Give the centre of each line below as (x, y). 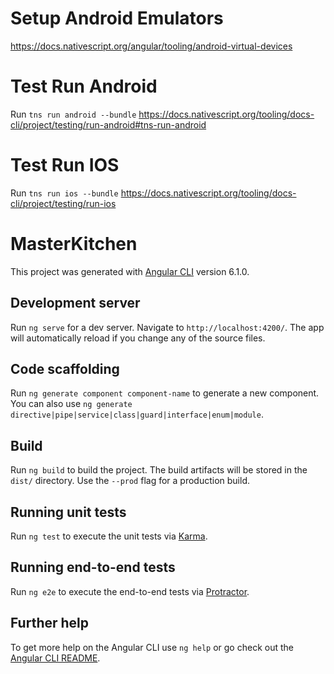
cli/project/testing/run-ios (63, 203)
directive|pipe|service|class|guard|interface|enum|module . (137, 414)
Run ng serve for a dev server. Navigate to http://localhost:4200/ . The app (167, 327)
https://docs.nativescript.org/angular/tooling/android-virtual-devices (151, 46)
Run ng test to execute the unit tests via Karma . (109, 536)
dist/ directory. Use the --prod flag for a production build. (130, 481)
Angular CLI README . (55, 658)
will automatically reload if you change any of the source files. (138, 338)
